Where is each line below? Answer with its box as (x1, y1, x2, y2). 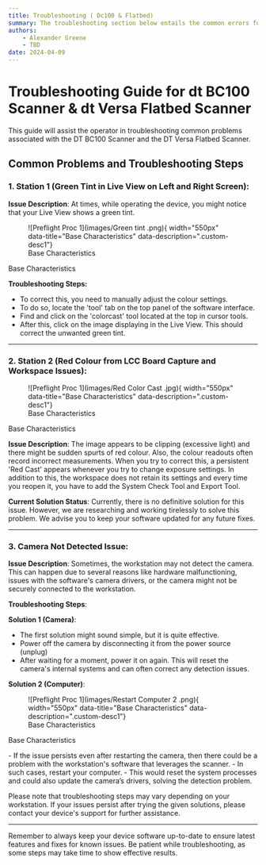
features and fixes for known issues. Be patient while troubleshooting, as (8, 840, 245, 849)
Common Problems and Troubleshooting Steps (8, 157, 244, 171)
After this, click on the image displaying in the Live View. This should (19, 319, 244, 329)
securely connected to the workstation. (8, 584, 136, 594)
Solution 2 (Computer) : (8, 679, 85, 689)
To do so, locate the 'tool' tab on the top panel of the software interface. (19, 302, 256, 312)
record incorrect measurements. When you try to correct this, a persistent (8, 456, 249, 465)
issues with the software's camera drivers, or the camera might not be (8, 576, 237, 586)
